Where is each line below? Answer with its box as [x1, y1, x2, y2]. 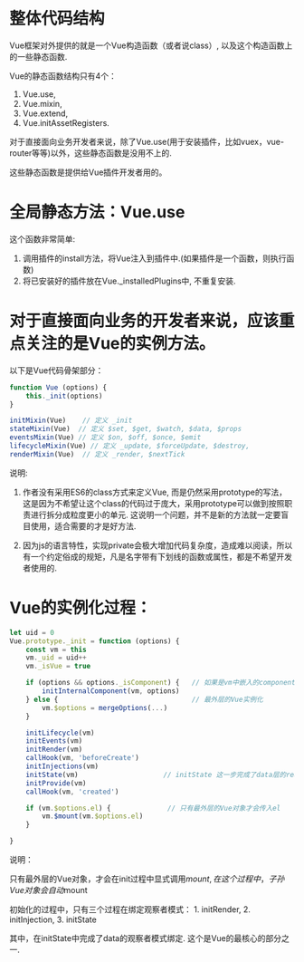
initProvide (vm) [25, 778, 88, 788]
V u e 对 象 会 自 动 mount [9, 885, 88, 895]
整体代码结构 [9, 8, 106, 29]
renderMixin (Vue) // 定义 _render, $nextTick [9, 449, 185, 458]
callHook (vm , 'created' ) [25, 787, 119, 796]
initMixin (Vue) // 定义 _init [9, 416, 133, 426]
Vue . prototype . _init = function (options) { [9, 636, 180, 646]
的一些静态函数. [9, 51, 68, 62]
